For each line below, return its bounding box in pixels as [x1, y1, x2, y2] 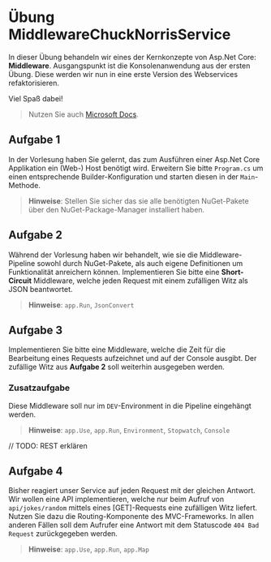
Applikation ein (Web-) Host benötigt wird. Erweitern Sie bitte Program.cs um [8, 163, 264, 173]
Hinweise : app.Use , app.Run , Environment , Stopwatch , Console [28, 425, 230, 435]
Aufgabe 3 [8, 323, 63, 337]
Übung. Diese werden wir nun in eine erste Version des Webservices [8, 69, 238, 79]
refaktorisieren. [8, 78, 59, 88]
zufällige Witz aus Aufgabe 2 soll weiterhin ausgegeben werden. [8, 362, 225, 372]
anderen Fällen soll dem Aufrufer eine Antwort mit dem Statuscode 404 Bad [8, 520, 260, 530]
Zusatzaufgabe [8, 382, 71, 393]
